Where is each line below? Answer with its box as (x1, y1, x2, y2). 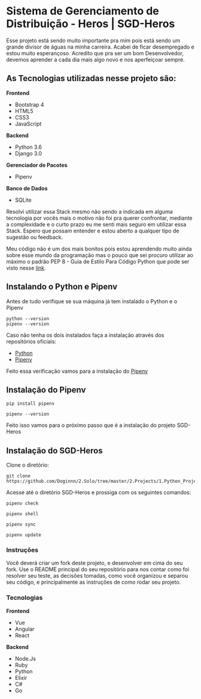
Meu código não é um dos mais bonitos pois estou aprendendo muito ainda (6, 245, 193, 252)
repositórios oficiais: (6, 337, 57, 345)
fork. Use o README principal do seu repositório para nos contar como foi (6, 566, 190, 573)
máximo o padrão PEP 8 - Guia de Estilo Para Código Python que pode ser (6, 258, 190, 265)
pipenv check (6, 500, 39, 507)
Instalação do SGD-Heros (6, 446, 103, 456)
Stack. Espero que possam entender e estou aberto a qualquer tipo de (6, 227, 179, 234)
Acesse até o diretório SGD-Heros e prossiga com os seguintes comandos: (6, 489, 191, 496)
